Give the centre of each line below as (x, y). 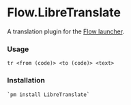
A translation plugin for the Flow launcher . (66, 31)
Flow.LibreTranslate (64, 13)
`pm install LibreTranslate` (48, 94)
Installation (26, 80)
